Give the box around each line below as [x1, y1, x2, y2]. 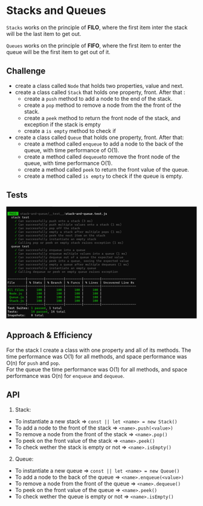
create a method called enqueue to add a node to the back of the [24, 140, 184, 147]
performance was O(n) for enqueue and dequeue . [6, 372, 125, 379]
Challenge [6, 66, 46, 76]
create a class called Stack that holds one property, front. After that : [14, 89, 185, 96]
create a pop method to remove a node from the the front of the [24, 101, 181, 109]
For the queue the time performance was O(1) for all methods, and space [6, 365, 187, 373]
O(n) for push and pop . [6, 359, 60, 366]
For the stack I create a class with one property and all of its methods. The [6, 346, 192, 354]
